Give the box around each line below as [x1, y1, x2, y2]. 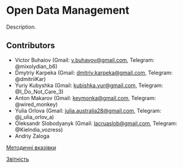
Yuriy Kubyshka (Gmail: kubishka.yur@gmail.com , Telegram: [14, 82, 163, 89]
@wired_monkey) [14, 101, 58, 108]
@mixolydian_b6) [14, 63, 58, 70]
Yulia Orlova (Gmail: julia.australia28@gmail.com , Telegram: [14, 107, 162, 114]
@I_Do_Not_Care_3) [14, 88, 64, 95]
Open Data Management [6, 4, 130, 17]
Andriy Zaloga [14, 132, 49, 139]
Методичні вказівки [6, 144, 57, 151]
